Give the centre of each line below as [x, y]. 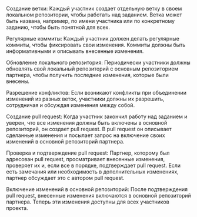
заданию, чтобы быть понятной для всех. [58, 27]
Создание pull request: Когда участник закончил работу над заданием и [97, 116]
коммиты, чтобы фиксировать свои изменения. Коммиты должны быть [96, 45]
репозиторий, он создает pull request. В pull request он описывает [89, 129]
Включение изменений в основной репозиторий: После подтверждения [97, 189]
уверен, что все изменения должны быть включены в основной [87, 123]
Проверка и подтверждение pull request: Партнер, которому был [88, 153]
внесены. [18, 81]
